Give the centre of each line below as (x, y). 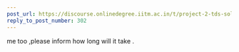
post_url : (21, 14)
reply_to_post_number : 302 (47, 21)
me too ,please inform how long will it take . (71, 41)
